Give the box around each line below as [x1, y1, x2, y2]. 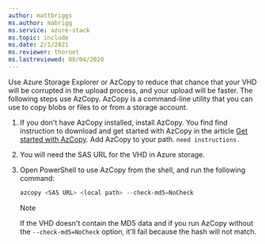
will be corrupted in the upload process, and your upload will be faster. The [8, 85, 253, 95]
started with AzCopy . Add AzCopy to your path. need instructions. [19, 134, 240, 144]
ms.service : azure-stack [8, 26, 90, 34]
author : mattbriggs [8, 11, 73, 20]
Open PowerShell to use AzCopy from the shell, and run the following [19, 165, 246, 175]
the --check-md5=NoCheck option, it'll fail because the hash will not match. [19, 227, 257, 236]
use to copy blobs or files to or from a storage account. [8, 102, 188, 111]
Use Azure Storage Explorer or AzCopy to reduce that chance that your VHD [8, 77, 257, 87]
